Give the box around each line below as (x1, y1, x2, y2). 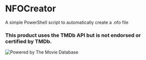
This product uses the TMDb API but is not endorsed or (5, 32, 141, 39)
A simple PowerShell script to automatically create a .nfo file (5, 19, 129, 25)
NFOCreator (5, 3, 56, 14)
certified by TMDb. (5, 38, 52, 45)
